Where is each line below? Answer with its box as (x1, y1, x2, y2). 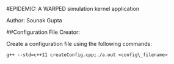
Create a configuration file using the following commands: (6, 40, 153, 47)
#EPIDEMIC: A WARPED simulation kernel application (6, 5, 140, 12)
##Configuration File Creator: (6, 28, 81, 36)
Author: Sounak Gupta (6, 17, 62, 24)
